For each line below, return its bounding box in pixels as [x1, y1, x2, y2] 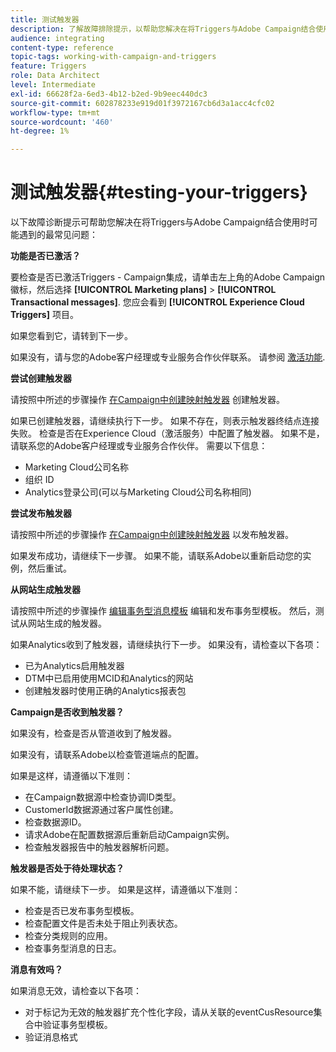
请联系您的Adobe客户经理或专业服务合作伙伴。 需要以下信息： [10, 440, 268, 452]
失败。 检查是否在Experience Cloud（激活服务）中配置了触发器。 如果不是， [10, 427, 325, 440]
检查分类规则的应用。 [24, 930, 113, 942]
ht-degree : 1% [10, 126, 70, 136]
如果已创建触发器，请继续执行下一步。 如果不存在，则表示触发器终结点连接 [10, 415, 320, 427]
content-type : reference [10, 42, 114, 53]
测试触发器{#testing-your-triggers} [10, 181, 308, 204]
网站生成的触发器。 [27, 617, 107, 630]
